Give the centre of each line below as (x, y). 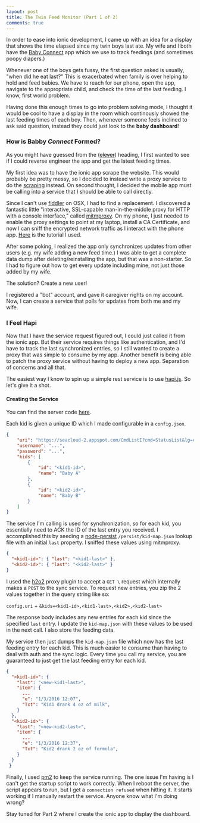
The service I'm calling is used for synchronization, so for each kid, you (94, 524)
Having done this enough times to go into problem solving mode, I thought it (99, 107)
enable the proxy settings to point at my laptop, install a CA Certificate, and (98, 222)
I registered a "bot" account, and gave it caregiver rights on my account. (95, 294)
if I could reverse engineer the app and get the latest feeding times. (89, 161)
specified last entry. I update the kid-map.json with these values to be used (99, 623)
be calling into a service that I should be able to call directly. (80, 191)
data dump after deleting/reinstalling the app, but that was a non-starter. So (99, 259)
